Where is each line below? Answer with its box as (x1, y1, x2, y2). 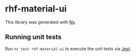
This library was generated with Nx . (5, 19, 76, 25)
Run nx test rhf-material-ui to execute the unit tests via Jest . (5, 45, 132, 51)
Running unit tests (5, 33, 62, 41)
